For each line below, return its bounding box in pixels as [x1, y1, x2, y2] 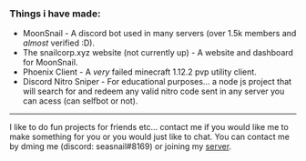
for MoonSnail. [22, 57, 78, 68]
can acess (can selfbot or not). [22, 96, 138, 106]
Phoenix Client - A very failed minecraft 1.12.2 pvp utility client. [22, 66, 257, 77]
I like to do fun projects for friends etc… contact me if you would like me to [9, 122, 289, 133]
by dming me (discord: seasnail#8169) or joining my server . [9, 141, 232, 152]
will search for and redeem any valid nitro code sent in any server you [22, 86, 285, 97]
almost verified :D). [22, 37, 96, 48]
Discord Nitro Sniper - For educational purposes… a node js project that [22, 76, 292, 87]
